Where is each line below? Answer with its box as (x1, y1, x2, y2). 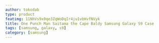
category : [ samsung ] (5, 30, 49, 35)
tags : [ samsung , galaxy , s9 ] (5, 26, 66, 31)
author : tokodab (5, 7, 39, 12)
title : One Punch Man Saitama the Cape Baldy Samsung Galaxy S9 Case (5, 21, 154, 26)
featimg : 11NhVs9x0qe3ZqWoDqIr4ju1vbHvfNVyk (5, 16, 100, 21)
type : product (5, 12, 35, 17)
